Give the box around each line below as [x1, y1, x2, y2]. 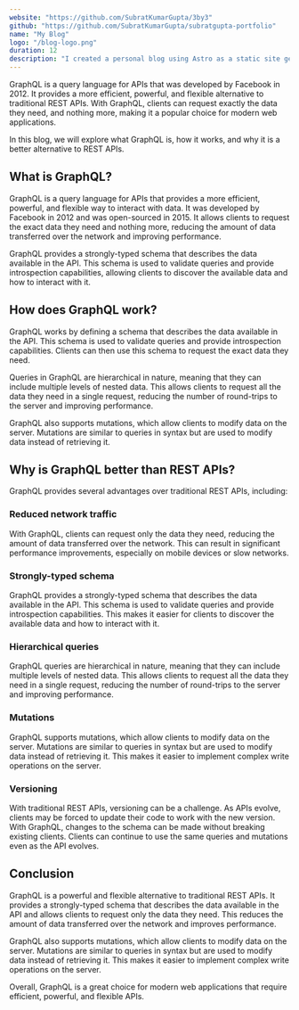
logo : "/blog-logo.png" [9, 37, 98, 47]
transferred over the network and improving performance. [9, 231, 222, 242]
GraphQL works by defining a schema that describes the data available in [9, 326, 279, 337]
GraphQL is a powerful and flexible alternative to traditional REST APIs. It [9, 890, 276, 900]
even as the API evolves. [9, 840, 100, 851]
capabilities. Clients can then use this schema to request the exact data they [9, 345, 289, 356]
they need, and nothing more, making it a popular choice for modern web [9, 108, 278, 118]
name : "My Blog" [9, 29, 69, 38]
